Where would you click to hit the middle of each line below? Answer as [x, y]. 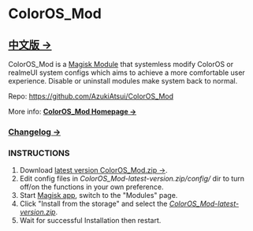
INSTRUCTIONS [39, 153]
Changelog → [35, 132]
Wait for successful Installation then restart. [90, 221]
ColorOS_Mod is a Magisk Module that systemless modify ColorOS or [121, 64]
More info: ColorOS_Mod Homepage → [72, 112]
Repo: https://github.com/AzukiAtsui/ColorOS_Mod [91, 96]
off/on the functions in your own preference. [91, 187]
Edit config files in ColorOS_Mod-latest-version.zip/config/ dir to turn [132, 179]
